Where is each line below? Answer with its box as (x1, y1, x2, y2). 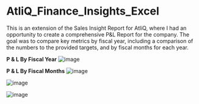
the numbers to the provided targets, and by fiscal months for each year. (6, 44, 189, 51)
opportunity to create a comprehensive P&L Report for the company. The (6, 30, 190, 38)
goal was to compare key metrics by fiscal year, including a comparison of (6, 37, 194, 44)
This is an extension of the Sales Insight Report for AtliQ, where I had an (6, 24, 187, 32)
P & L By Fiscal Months (6, 67, 65, 74)
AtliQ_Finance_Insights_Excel (6, 4, 160, 18)
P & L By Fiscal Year (6, 55, 57, 63)
